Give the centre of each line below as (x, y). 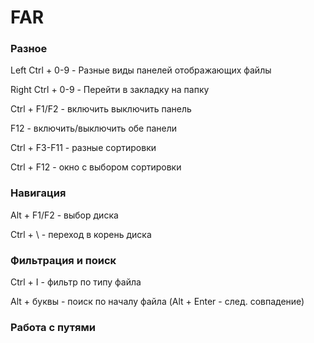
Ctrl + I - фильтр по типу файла (76, 282)
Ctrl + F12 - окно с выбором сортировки (96, 167)
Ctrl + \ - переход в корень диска (81, 234)
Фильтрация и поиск (63, 260)
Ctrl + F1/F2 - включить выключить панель (101, 109)
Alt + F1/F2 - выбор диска (64, 215)
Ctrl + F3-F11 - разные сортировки (83, 148)
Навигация (38, 193)
